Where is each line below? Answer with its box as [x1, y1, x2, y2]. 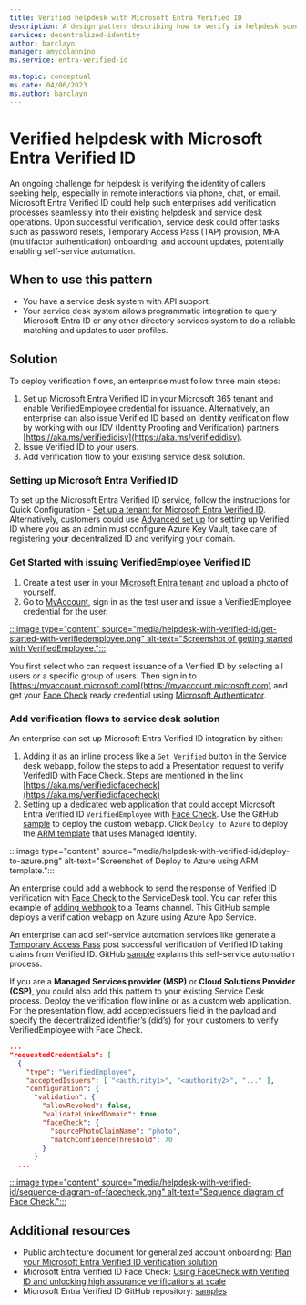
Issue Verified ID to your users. [22, 442, 139, 453]
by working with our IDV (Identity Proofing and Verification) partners [22, 423, 280, 433]
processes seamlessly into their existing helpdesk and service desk [9, 207, 262, 218]
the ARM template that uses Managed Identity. [22, 828, 198, 839]
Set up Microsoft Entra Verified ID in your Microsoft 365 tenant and [22, 393, 274, 404]
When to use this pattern [9, 271, 153, 287]
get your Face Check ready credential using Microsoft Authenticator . [9, 689, 267, 700]
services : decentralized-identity [9, 30, 141, 39]
